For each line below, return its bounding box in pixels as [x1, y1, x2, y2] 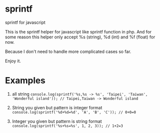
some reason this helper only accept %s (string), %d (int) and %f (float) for [5, 34, 155, 40]
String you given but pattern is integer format [12, 104, 103, 110]
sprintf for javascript [5, 19, 46, 25]
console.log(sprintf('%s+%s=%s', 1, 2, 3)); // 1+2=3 [12, 123, 123, 128]
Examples [5, 75, 46, 86]
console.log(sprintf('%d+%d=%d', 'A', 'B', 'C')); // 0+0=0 [12, 110, 136, 115]
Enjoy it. [5, 58, 21, 64]
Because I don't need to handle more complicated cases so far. [5, 49, 131, 54]
